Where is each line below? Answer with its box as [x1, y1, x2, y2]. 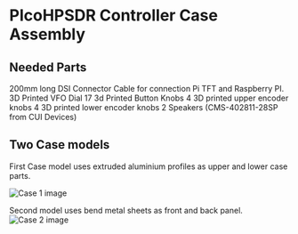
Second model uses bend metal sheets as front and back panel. [9, 205, 243, 215]
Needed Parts [9, 60, 87, 75]
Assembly [9, 24, 86, 44]
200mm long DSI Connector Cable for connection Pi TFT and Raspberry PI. [9, 84, 285, 93]
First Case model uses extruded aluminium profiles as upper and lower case [9, 161, 288, 172]
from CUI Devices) [9, 112, 77, 122]
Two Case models [9, 137, 110, 152]
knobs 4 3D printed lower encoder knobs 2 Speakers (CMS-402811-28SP [9, 102, 278, 112]
